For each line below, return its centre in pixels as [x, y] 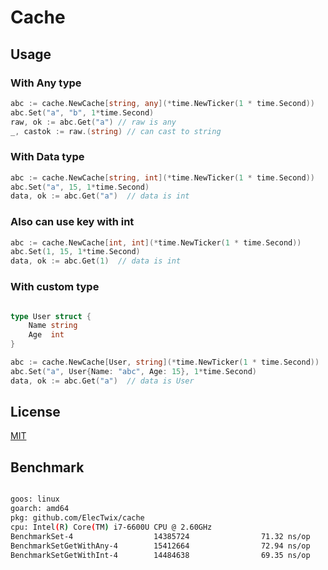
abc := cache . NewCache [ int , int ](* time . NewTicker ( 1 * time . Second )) [156, 242]
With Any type [46, 83]
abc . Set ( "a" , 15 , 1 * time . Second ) [80, 187]
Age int [46, 335]
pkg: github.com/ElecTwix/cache [77, 518]
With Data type [47, 157]
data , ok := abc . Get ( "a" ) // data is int [100, 196]
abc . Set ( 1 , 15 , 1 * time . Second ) [75, 252]
